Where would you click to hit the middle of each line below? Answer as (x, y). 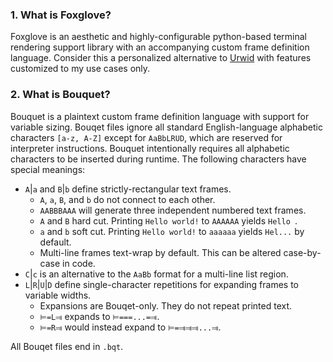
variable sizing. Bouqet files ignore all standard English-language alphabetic (166, 127)
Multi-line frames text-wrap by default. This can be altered (160, 252)
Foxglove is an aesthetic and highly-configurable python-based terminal (158, 37)
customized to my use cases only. (80, 69)
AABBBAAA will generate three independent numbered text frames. (173, 210)
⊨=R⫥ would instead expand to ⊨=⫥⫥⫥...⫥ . (130, 327)
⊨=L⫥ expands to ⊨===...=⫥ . (99, 316)
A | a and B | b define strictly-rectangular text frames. (128, 189)
